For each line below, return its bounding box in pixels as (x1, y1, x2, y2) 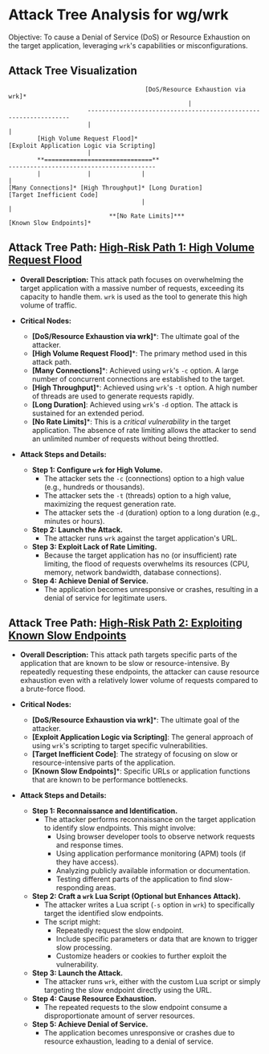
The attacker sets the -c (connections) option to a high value (43, 473, 245, 483)
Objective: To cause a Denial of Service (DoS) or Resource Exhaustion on (8, 32, 251, 42)
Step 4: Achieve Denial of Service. (31, 576, 149, 586)
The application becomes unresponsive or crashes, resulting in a (43, 584, 259, 594)
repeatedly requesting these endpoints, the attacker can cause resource (19, 667, 259, 676)
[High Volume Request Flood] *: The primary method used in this (31, 348, 247, 358)
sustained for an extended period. (31, 408, 145, 418)
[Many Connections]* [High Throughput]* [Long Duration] (8, 183, 203, 192)
